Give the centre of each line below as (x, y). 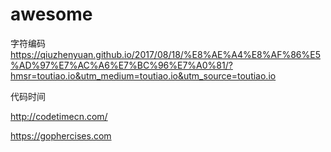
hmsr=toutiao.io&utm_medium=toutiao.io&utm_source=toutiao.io (143, 75)
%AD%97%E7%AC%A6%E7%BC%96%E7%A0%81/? (121, 65)
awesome (51, 14)
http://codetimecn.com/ (59, 116)
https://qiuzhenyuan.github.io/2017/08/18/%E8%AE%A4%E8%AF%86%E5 (165, 54)
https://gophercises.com (61, 135)
